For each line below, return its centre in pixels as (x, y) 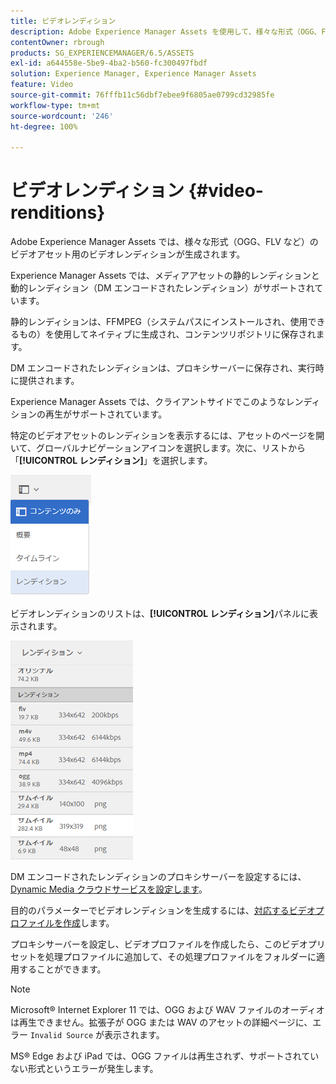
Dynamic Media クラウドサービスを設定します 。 (109, 889)
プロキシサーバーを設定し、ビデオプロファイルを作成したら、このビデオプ (163, 944)
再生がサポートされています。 (106, 414)
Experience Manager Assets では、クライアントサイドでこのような (148, 402)
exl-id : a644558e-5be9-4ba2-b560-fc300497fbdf (109, 63)
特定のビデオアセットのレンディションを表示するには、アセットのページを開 (167, 436)
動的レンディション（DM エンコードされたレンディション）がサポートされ (162, 288)
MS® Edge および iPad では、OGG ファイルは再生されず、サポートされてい (165, 1056)
